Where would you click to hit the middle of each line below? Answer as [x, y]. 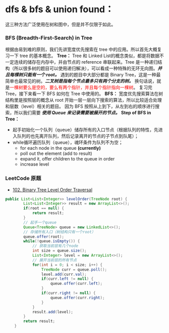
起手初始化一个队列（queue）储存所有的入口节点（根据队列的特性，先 [86, 130]
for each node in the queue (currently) [60, 148]
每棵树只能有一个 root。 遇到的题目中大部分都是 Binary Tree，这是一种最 [85, 75]
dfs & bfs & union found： [60, 9]
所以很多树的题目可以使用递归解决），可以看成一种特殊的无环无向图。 [86, 68]
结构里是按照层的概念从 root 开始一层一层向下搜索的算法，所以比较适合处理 [84, 100]
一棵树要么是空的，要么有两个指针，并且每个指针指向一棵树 [72, 88]
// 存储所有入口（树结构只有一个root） [60, 232]
